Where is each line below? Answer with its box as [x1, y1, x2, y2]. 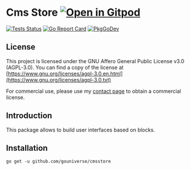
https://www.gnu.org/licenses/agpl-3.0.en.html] [8, 70, 123, 77]
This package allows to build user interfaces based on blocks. [6, 126, 156, 133]
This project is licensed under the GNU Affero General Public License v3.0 [6, 57, 185, 64]
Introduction [6, 111, 53, 121]
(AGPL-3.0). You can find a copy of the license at [6, 64, 124, 71]
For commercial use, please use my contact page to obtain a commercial [6, 88, 181, 95]
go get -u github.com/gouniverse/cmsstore [6, 158, 111, 165]
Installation [6, 143, 48, 153]
